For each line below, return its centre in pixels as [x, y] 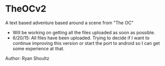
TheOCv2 [26, 9]
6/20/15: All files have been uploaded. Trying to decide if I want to [81, 38]
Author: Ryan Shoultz [27, 58]
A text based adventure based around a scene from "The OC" [69, 23]
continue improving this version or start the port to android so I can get [86, 43]
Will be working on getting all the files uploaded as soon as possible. [84, 32]
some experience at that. [38, 48]
